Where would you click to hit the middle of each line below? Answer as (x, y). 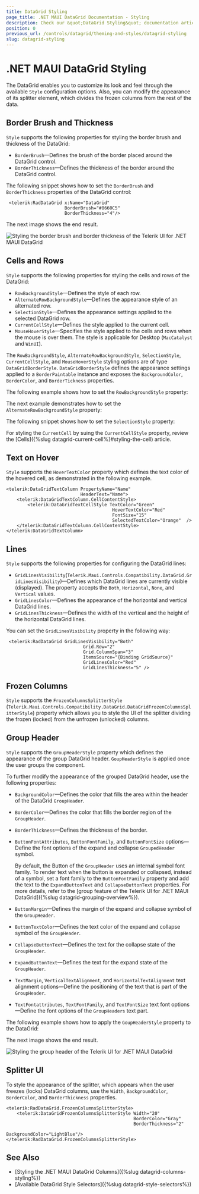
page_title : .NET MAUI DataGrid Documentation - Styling (78, 17)
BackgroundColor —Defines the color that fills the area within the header (101, 794)
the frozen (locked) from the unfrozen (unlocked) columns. (78, 719)
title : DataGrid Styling (37, 12)
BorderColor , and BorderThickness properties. (62, 1097)
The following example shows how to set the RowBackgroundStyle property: (97, 392)
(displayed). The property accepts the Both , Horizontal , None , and (94, 588)
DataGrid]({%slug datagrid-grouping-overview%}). (77, 897)
